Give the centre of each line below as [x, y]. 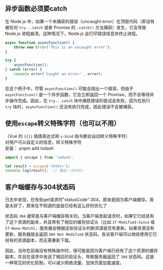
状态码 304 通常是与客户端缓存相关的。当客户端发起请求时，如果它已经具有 [80, 216]
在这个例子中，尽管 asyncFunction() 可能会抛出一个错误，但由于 [69, 88]
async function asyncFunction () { [40, 43]
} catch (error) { [24, 69]
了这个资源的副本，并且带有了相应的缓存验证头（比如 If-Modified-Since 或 [80, 222]
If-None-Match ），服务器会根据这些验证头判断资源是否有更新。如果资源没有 [80, 228]
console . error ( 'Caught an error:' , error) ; [58, 74]
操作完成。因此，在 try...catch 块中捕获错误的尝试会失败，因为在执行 [80, 101]
